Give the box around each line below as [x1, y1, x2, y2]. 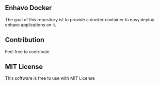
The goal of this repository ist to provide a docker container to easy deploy [5, 16, 155, 22]
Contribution [5, 36, 45, 44]
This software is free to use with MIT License [5, 75, 95, 81]
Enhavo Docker [5, 4, 52, 12]
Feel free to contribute [5, 48, 50, 55]
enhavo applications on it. [5, 22, 57, 28]
